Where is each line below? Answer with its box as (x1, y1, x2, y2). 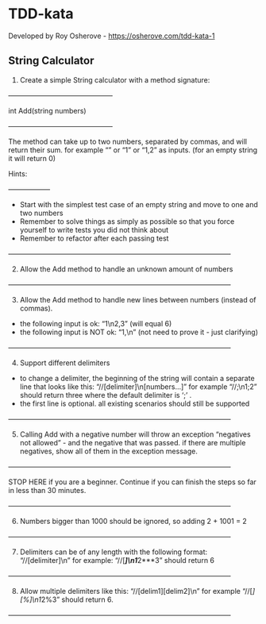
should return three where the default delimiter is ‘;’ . (19, 390, 192, 399)
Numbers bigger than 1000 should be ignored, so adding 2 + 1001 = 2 (19, 516, 248, 526)
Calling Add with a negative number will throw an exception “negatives (19, 429, 252, 439)
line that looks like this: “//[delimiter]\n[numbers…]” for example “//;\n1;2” (19, 382, 257, 391)
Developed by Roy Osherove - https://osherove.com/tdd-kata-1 (8, 31, 216, 40)
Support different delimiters (19, 358, 110, 368)
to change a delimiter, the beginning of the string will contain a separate (19, 373, 256, 383)
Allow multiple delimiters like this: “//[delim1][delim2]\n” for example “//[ (19, 586, 253, 595)
